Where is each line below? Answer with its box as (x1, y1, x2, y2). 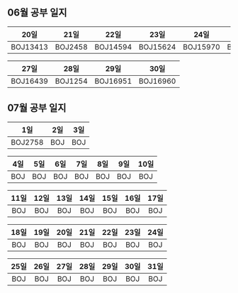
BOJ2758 (11, 137, 44, 147)
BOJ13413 (11, 42, 48, 52)
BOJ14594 (94, 42, 132, 52)
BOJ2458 (55, 42, 89, 52)
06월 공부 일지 (7, 6, 67, 19)
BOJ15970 (183, 42, 221, 52)
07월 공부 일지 (7, 102, 67, 114)
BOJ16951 (94, 76, 132, 86)
